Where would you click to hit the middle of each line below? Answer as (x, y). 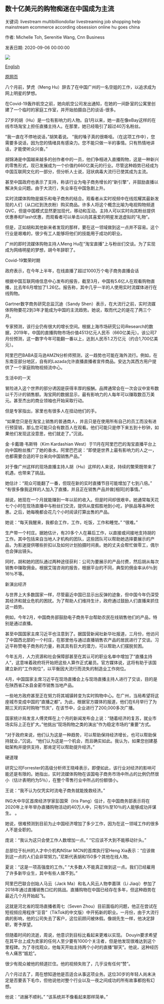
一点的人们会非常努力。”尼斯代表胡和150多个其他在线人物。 (72, 857)
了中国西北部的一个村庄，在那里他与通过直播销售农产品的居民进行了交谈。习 (82, 640)
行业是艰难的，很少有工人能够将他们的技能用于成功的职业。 (65, 233)
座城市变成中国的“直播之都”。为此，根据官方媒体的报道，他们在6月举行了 (79, 701)
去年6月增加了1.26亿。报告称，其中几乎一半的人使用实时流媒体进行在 (87, 287)
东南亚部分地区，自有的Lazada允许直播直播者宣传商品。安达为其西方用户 (79, 361)
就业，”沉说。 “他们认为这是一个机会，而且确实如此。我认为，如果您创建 (81, 741)
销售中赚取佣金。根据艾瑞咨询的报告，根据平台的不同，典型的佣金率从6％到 (81, 568)
